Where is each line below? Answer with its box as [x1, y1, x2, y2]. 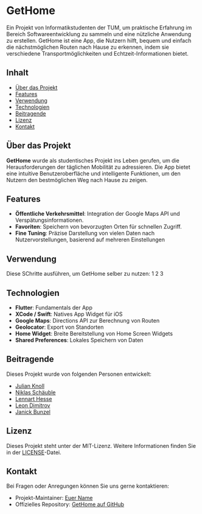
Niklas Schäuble [15, 389, 56, 396]
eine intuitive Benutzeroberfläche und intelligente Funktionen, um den [6, 169, 181, 177]
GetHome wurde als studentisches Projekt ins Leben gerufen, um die [6, 156, 179, 164]
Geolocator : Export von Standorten [15, 323, 104, 331]
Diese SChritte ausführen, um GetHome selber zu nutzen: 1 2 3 [6, 270, 164, 277]
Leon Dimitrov [15, 402, 50, 409]
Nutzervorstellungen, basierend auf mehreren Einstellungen [15, 236, 165, 243]
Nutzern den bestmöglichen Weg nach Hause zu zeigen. [6, 176, 148, 183]
